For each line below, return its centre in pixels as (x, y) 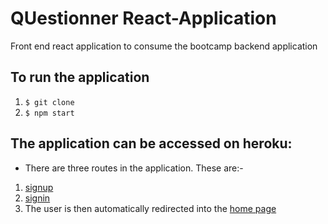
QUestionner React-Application (143, 18)
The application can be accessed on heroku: (151, 143)
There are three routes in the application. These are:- (134, 168)
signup (39, 187)
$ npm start (49, 113)
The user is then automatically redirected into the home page (150, 208)
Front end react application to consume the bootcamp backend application (164, 46)
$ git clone (49, 102)
